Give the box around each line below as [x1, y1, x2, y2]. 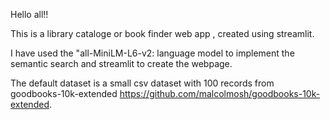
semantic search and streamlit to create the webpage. [10, 58, 233, 69]
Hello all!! [10, 9, 49, 20]
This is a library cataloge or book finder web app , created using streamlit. [10, 28, 315, 39]
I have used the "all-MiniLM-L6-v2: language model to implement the [10, 47, 295, 59]
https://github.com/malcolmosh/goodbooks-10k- [119, 88, 321, 99]
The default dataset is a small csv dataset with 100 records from [10, 77, 275, 89]
